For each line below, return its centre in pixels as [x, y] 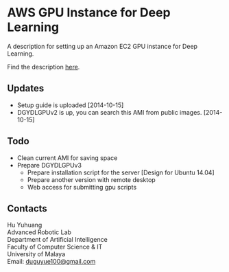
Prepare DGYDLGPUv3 [49, 165]
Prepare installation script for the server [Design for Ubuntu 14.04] [121, 172]
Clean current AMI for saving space [67, 158]
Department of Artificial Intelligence [57, 240]
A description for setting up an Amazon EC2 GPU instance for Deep [102, 46]
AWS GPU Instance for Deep [89, 13]
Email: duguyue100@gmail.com [51, 262]
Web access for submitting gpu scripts [82, 187]
